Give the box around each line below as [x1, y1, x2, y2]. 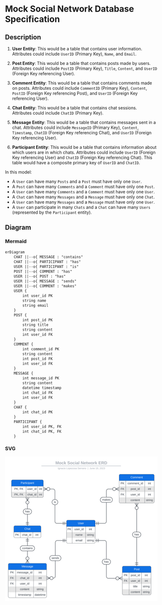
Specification [5, 14, 60, 25]
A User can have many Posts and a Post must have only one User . [12, 178, 142, 184]
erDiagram [5, 250, 25, 255]
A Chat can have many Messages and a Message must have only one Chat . [12, 194, 155, 200]
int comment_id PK [22, 347, 59, 351]
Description [5, 33, 41, 41]
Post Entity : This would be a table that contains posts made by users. [12, 61, 151, 66]
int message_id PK [22, 376, 59, 381]
